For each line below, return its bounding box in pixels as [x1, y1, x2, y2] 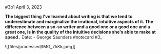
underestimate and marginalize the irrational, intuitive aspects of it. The [5, 19, 154, 24]
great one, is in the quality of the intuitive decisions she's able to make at [5, 29, 156, 35]
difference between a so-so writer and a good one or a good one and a [5, 24, 150, 30]
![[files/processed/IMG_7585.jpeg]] [5, 44, 76, 49]
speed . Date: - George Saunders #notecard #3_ [5, 34, 102, 40]
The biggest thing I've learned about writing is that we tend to [5, 14, 133, 19]
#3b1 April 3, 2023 [5, 4, 42, 10]
